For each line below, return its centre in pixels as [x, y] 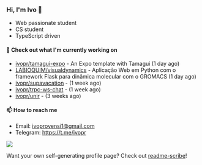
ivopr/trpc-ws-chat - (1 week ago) [58, 89]
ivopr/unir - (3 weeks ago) [48, 96]
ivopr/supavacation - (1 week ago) [58, 83]
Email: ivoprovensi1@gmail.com [55, 126]
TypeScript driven [38, 36]
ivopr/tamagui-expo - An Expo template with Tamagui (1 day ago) [97, 63]
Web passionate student [46, 23]
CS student [29, 29]
